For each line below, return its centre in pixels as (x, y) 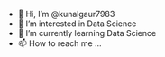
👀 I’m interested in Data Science (77, 24)
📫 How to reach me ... (60, 43)
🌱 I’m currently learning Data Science (87, 33)
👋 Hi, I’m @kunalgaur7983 (66, 14)
